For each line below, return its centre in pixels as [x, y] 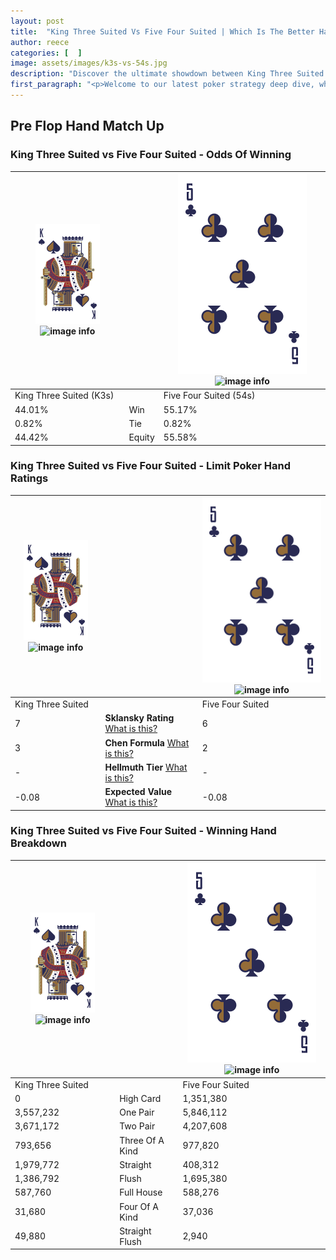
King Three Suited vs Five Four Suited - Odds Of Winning [151, 155]
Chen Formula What [147, 742]
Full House [141, 1192]
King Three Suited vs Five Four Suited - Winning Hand [143, 831]
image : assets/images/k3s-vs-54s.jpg [89, 63]
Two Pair [137, 1126]
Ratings [29, 478]
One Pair [137, 1112]
